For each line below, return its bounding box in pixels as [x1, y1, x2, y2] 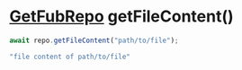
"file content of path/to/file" [9, 52, 130, 61]
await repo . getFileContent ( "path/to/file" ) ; [9, 36, 179, 45]
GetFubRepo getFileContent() [9, 6, 234, 27]
